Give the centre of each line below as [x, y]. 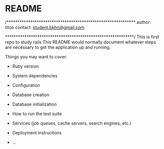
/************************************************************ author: [78, 22]
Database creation [31, 95]
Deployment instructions [37, 132]
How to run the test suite [37, 114]
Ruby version [25, 66]
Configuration [26, 85]
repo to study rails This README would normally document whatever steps [81, 42]
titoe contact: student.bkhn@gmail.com [45, 27]
